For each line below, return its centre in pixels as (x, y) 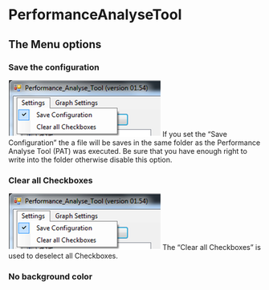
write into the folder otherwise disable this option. (90, 159)
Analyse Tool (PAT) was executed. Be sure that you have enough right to (128, 151)
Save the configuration (54, 67)
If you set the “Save (194, 134)
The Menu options (55, 44)
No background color (51, 276)
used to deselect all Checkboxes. (63, 256)
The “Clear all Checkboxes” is (211, 248)
